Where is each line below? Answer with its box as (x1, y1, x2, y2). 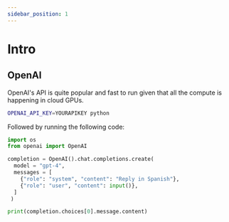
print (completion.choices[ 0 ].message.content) (7, 208, 148, 216)
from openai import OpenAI (7, 143, 87, 150)
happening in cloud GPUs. (7, 95, 84, 104)
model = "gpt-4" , (14, 162, 65, 169)
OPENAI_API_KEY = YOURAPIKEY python (7, 110, 110, 117)
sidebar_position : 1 (7, 10, 69, 18)
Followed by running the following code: (7, 122, 125, 131)
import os (7, 136, 37, 143)
